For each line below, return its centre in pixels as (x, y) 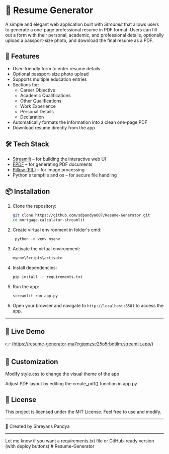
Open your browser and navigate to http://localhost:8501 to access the (88, 305)
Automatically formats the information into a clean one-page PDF (80, 122)
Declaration (32, 117)
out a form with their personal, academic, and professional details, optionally (84, 35)
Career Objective (37, 90)
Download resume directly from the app (54, 127)
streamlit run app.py (35, 296)
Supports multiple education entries (50, 79)
